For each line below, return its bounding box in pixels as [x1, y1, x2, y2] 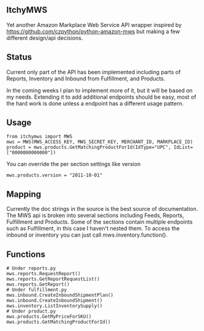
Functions [6, 249, 46, 259]
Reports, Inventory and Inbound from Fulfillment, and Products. [6, 75, 165, 82]
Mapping [6, 189, 42, 199]
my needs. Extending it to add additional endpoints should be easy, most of [6, 93, 197, 101]
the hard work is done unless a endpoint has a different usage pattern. [6, 99, 184, 107]
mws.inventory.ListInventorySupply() [6, 303, 103, 309]
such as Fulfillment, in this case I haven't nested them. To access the [6, 225, 180, 232]
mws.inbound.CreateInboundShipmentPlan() [6, 292, 114, 299]
